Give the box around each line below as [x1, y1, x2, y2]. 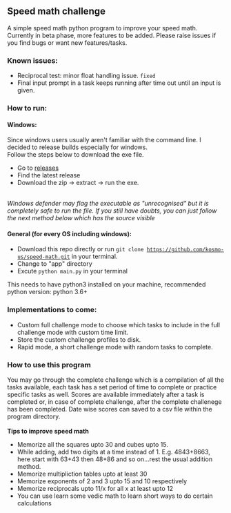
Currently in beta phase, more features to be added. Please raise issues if [7, 31, 217, 39]
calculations [17, 499, 52, 507]
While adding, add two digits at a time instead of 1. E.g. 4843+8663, [17, 448, 210, 456]
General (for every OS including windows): [7, 229, 132, 238]
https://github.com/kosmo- [146, 246, 224, 253]
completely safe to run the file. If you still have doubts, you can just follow [7, 206, 217, 215]
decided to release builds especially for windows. [7, 143, 148, 151]
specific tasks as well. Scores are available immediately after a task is [7, 390, 205, 399]
